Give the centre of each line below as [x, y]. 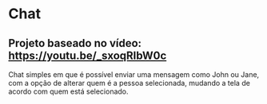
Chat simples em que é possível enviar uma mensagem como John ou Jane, [134, 75]
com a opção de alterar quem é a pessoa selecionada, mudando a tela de [129, 83]
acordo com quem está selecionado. [69, 91]
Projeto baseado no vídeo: [75, 43]
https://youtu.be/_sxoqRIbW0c [88, 55]
